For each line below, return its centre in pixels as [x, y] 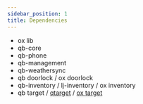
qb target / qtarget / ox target [60, 93]
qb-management [42, 63]
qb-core [29, 48]
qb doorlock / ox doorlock [55, 77]
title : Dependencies [38, 20]
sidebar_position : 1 [38, 14]
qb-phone [32, 55]
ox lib [25, 40]
